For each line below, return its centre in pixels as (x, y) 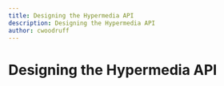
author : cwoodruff (39, 30)
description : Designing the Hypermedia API (82, 23)
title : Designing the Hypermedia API (71, 16)
